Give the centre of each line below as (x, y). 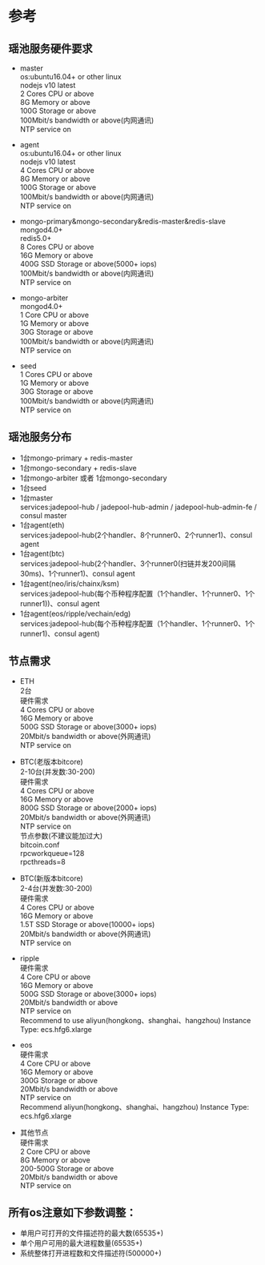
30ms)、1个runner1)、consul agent (78, 573)
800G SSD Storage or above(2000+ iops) (88, 807)
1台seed (33, 488)
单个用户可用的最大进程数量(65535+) (81, 1243)
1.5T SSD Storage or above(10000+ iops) (87, 924)
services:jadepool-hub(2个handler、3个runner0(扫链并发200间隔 (128, 563)
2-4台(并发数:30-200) (56, 888)
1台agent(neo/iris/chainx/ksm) (70, 583)
